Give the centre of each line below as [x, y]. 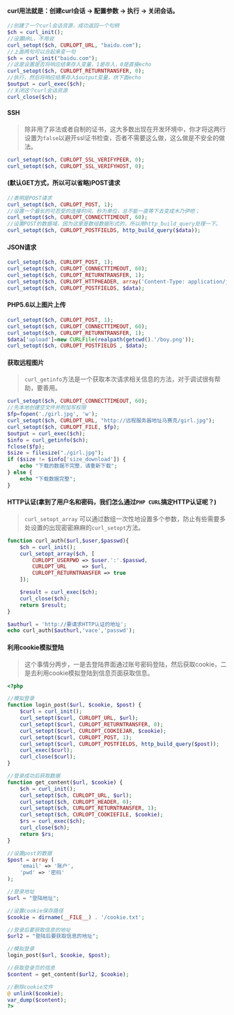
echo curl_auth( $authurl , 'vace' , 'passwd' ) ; [71, 630]
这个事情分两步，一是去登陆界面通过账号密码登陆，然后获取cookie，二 [125, 664]
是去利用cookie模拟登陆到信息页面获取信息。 [89, 673]
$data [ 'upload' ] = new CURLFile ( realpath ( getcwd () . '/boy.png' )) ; [101, 339]
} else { [20, 473]
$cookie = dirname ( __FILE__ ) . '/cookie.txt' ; [76, 917]
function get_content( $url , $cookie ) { [65, 782]
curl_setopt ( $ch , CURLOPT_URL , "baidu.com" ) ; [74, 45]
